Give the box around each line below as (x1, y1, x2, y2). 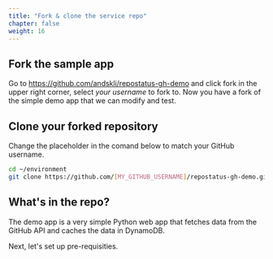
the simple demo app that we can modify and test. (8, 96, 176, 106)
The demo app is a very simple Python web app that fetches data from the (8, 217, 258, 227)
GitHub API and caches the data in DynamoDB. (8, 225, 165, 235)
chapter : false (8, 19, 60, 28)
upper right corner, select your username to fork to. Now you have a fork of (8, 87, 262, 97)
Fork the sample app (8, 57, 115, 71)
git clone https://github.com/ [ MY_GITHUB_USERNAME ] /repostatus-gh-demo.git (8, 172, 271, 181)
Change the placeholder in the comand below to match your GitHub (8, 141, 235, 150)
